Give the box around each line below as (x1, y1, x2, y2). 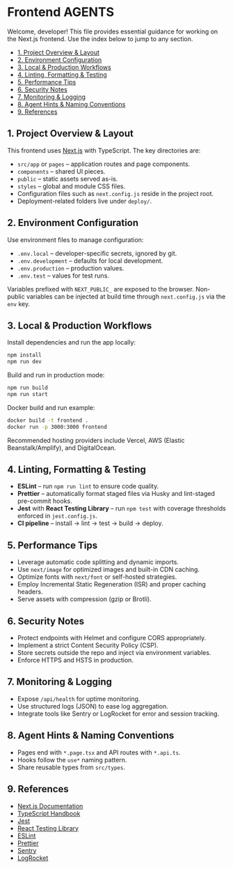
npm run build (7, 384, 49, 391)
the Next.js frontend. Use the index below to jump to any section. (7, 34, 193, 43)
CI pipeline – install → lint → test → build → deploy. (17, 519, 163, 527)
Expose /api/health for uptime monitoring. (17, 695, 140, 703)
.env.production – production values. (17, 264, 124, 272)
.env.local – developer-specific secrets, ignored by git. (17, 249, 177, 257)
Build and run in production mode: (7, 371, 105, 379)
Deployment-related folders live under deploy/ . (17, 197, 152, 205)
